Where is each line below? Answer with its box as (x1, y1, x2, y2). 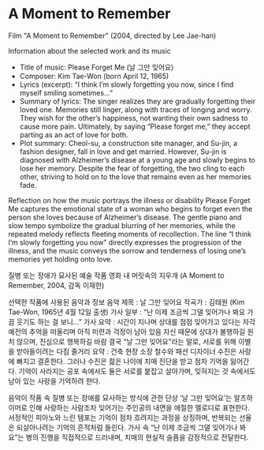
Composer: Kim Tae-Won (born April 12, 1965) (19, 71, 169, 81)
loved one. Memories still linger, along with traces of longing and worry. (19, 104, 252, 114)
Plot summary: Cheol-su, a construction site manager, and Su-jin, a (19, 138, 238, 148)
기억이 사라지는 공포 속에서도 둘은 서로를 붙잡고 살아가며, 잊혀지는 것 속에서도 (18, 366, 256, 376)
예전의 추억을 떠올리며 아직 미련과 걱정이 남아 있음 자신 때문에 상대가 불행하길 (8, 327, 246, 336)
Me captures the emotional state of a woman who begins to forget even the (8, 204, 253, 213)
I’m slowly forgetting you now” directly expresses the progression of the (8, 238, 243, 247)
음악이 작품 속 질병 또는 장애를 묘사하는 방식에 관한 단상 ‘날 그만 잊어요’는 (8, 392, 232, 403)
